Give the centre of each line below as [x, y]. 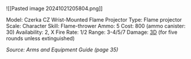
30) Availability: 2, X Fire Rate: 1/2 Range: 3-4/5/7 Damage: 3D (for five [92, 32]
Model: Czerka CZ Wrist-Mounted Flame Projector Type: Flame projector [94, 20]
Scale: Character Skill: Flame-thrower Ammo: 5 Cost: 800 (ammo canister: [96, 26]
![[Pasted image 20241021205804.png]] [54, 8]
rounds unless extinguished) [41, 38]
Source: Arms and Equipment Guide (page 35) [62, 50]
